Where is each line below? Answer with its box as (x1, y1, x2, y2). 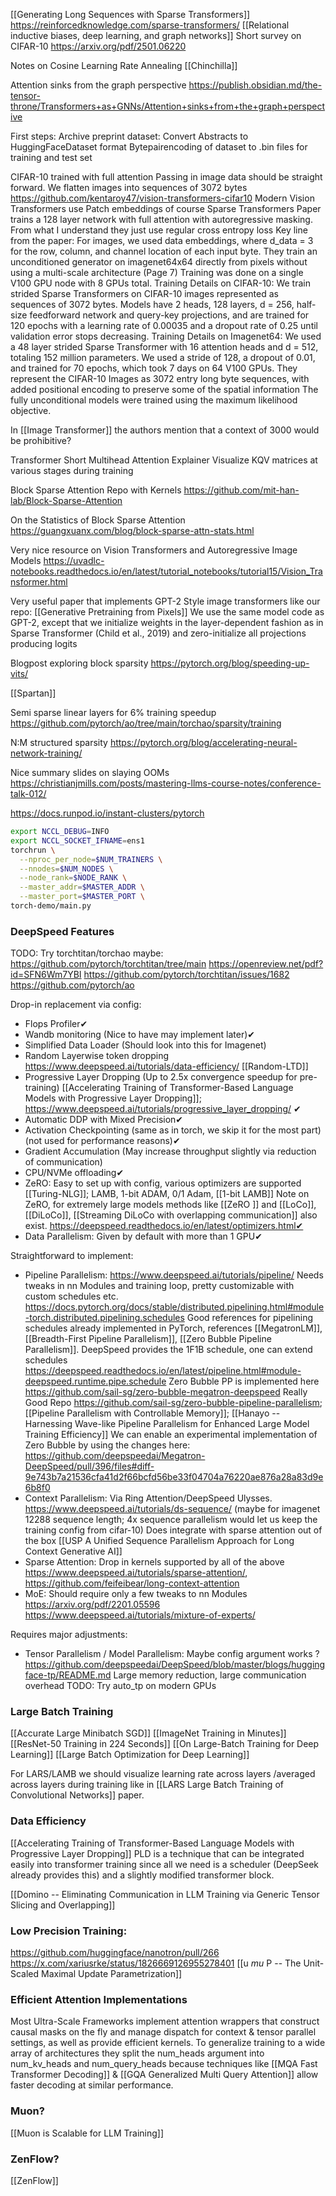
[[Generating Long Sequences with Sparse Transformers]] (10, 9, 251, 20)
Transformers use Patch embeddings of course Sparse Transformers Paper (10, 203, 322, 214)
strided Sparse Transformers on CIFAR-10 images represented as (10, 288, 279, 299)
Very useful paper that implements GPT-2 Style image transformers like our (10, 595, 321, 607)
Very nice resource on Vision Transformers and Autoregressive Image (10, 544, 298, 556)
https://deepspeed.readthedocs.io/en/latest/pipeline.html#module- (24, 1365, 302, 1377)
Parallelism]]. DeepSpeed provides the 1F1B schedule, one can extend (24, 1344, 313, 1356)
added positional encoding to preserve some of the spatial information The (10, 384, 319, 395)
